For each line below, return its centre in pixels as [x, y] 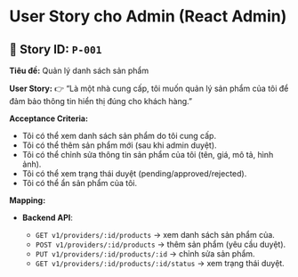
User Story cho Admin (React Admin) [148, 16]
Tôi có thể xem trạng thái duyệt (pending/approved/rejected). [134, 174]
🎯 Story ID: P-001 [56, 49]
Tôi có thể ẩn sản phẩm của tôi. [80, 183]
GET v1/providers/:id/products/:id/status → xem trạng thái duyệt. [160, 263]
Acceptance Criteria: [49, 118]
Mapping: [28, 200]
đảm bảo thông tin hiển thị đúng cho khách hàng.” [101, 101]
